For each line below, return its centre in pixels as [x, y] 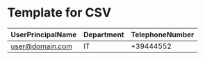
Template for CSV [59, 13]
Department [104, 34]
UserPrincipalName [44, 34]
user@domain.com [42, 46]
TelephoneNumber [163, 34]
